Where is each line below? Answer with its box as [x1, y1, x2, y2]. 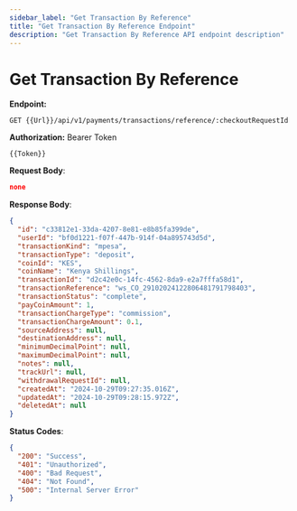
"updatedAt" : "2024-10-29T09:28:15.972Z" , [17, 393, 180, 402]
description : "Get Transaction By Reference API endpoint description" [9, 30, 284, 39]
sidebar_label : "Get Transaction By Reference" [9, 13, 192, 23]
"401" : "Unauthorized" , [17, 460, 107, 469]
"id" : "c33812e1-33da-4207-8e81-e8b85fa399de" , [17, 225, 200, 235]
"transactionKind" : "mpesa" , [17, 241, 127, 251]
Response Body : [9, 200, 72, 210]
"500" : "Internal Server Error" [17, 485, 140, 495]
